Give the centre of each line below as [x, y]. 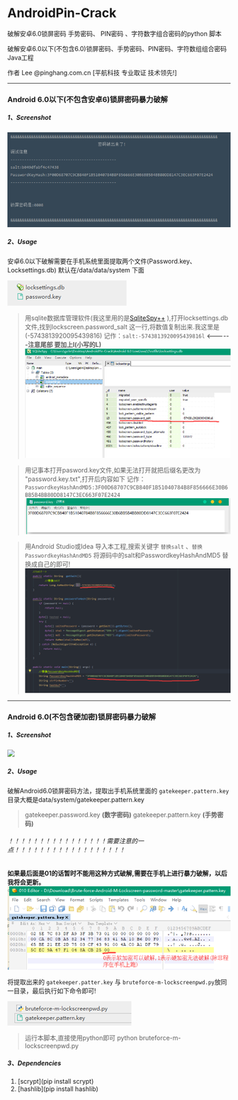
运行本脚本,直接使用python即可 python [81, 1038]
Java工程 [21, 57]
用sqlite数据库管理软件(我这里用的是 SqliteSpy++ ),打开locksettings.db [126, 318]
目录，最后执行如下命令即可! [55, 991]
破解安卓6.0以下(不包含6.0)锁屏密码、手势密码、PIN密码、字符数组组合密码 [117, 48]
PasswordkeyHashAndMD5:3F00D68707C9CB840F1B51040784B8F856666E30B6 [126, 488]
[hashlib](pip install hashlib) [58, 1089]
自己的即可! [54, 564]
